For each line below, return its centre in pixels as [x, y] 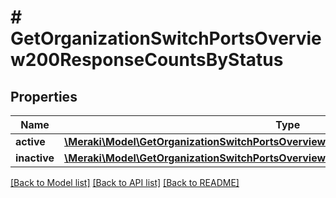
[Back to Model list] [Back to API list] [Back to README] [125, 182]
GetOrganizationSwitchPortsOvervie [166, 38]
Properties [44, 96]
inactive [35, 158]
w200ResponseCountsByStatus [147, 60]
